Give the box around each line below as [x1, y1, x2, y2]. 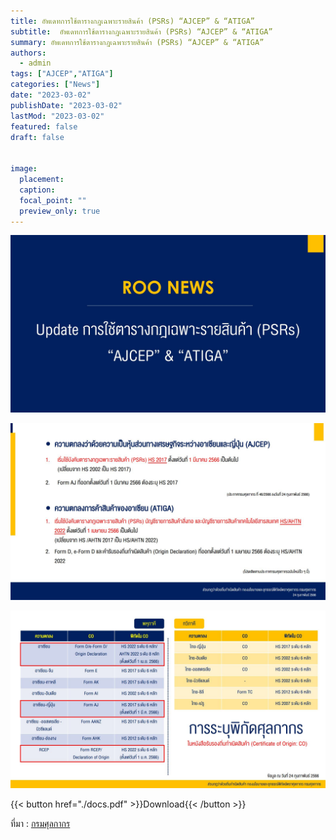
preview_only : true [19, 206, 101, 216]
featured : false [10, 121, 78, 132]
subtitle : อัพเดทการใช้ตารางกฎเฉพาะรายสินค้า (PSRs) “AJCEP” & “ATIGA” [10, 26, 273, 37]
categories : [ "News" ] [10, 80, 101, 90]
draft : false [10, 132, 65, 142]
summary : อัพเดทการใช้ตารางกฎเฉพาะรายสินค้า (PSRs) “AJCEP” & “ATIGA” [10, 37, 265, 47]
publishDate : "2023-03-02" [10, 100, 123, 110]
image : [10, 164, 38, 174]
